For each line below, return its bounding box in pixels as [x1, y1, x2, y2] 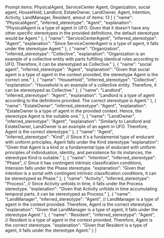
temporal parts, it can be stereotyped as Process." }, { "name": [5, 191, 131, 197]
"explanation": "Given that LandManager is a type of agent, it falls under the [5, 207, 158, 212]
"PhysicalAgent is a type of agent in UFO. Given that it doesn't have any [5, 25, 150, 31]
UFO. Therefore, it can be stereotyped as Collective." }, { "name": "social [5, 61, 152, 67]
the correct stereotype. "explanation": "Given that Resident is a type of [5, 222, 148, 228]
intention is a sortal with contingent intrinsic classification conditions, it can [5, 171, 157, 176]
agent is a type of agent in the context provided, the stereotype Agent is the [5, 72, 158, 77]
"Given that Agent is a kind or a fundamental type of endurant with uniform [5, 144, 156, 150]
